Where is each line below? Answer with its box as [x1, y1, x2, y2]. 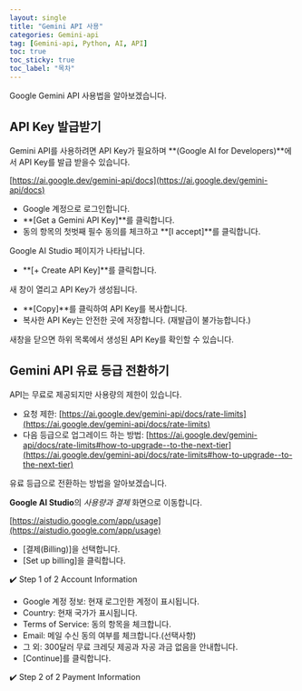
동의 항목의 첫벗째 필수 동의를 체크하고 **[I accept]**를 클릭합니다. [22, 225, 261, 236]
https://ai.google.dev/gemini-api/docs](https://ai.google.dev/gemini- [12, 175, 268, 185]
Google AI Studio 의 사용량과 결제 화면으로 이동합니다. [9, 496, 202, 507]
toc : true [9, 47, 47, 56]
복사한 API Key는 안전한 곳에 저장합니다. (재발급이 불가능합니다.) [22, 315, 251, 325]
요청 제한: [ [22, 408, 63, 419]
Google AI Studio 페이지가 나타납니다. [9, 245, 145, 255]
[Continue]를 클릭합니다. [22, 652, 112, 664]
